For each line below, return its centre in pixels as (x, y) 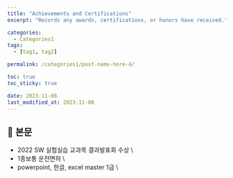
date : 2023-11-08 (32, 96)
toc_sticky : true (32, 83)
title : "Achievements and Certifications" (69, 14)
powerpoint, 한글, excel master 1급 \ (68, 168)
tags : (15, 46)
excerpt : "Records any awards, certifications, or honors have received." (118, 20)
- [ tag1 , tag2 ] (35, 52)
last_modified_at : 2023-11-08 (51, 102)
